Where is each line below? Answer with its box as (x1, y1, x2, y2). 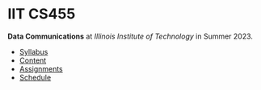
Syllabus (19, 47, 48, 56)
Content (19, 55, 47, 65)
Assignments (19, 63, 64, 73)
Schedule (19, 72, 52, 82)
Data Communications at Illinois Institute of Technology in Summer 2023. (7, 31, 254, 41)
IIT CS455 (7, 5, 76, 23)
